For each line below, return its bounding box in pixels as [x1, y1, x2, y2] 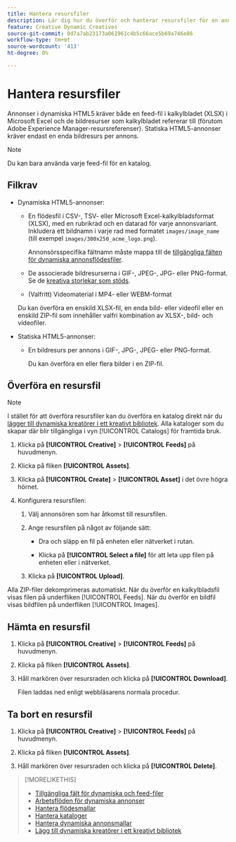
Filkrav [7, 179, 38, 191]
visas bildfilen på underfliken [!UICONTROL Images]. [7, 601, 159, 609]
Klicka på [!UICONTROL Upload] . [27, 572, 125, 580]
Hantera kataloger [34, 812, 88, 820]
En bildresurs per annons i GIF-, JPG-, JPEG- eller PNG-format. [27, 345, 212, 354]
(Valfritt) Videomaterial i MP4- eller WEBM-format [27, 290, 172, 298]
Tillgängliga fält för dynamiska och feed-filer [34, 789, 164, 798]
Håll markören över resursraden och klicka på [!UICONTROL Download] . [17, 675, 228, 683]
